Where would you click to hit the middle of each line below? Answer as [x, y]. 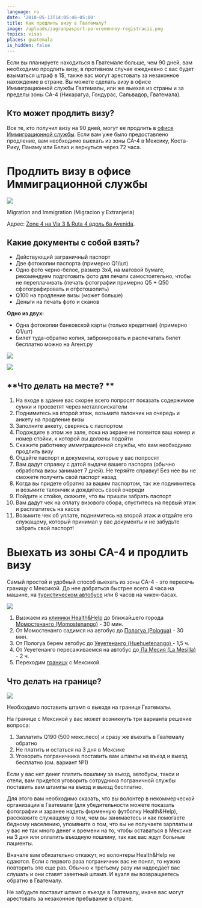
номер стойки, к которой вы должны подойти [74, 439]
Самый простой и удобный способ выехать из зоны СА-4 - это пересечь [100, 582]
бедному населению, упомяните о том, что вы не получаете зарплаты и [100, 824]
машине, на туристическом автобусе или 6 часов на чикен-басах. [92, 595]
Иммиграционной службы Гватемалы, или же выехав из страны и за [95, 88]
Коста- [180, 141]
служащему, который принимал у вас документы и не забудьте [97, 522]
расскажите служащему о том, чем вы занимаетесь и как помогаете [96, 818]
